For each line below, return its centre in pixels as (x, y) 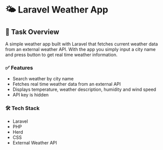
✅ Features (19, 68)
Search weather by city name (43, 79)
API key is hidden (31, 95)
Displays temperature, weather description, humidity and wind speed (84, 89)
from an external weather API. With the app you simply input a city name (80, 49)
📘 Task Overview (32, 32)
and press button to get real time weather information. (61, 55)
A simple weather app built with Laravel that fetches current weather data (82, 44)
